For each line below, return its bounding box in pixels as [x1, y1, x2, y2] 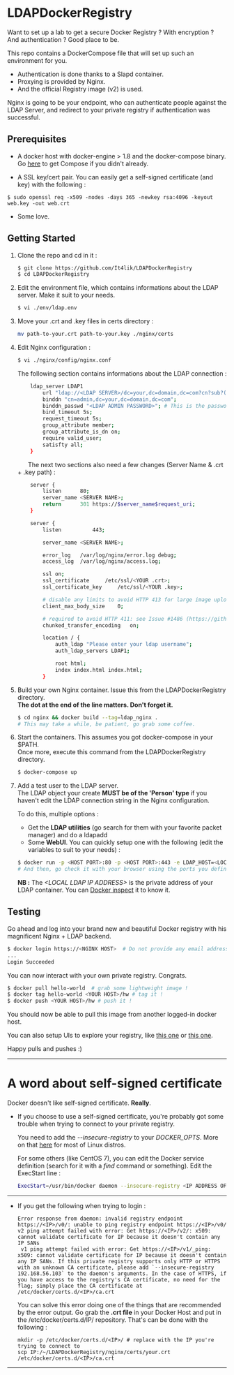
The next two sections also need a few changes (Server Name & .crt [27, 460, 224, 469]
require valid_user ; [42, 434, 102, 441]
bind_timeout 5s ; [42, 409, 93, 416]
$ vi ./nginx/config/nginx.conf [17, 357, 111, 364]
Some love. [17, 212, 50, 221]
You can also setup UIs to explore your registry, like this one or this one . [7, 1031, 214, 1040]
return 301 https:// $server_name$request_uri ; [42, 501, 196, 508]
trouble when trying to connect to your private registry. [17, 1119, 175, 1128]
